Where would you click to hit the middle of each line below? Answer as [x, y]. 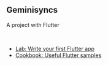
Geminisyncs [32, 10]
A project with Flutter [33, 25]
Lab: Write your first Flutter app [55, 48]
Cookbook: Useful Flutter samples [58, 55]
